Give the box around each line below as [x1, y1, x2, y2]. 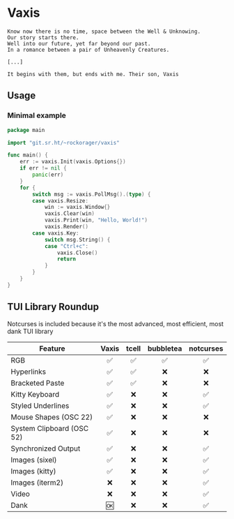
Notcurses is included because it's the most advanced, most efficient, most [7, 319, 224, 328]
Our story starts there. [7, 34, 79, 41]
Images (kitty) [10, 466, 57, 476]
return [56, 256, 77, 263]
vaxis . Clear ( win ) [44, 210, 95, 217]
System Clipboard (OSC [10, 423, 89, 433]
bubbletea [147, 344, 182, 353]
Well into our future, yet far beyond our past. [7, 40, 151, 47]
